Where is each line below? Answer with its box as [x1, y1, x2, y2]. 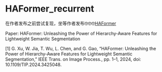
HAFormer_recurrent [5, 3, 95, 15]
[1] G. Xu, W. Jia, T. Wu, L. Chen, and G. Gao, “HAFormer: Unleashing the [5, 45, 156, 51]
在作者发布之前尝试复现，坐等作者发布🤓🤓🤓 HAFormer [5, 20, 117, 26]
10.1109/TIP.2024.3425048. [5, 61, 62, 67]
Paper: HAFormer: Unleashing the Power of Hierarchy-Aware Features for [5, 30, 157, 36]
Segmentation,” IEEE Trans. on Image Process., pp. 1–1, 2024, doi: [5, 56, 141, 62]
